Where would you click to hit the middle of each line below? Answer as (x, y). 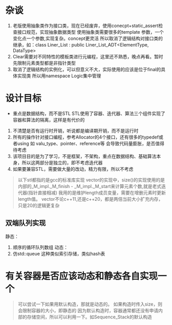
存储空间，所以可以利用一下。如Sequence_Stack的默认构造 (89, 317)
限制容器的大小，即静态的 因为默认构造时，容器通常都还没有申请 (90, 310)
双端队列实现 (26, 223)
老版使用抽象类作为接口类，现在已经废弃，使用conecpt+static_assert (85, 26)
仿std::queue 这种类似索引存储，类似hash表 (59, 253)
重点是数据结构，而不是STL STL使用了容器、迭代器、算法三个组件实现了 (89, 113)
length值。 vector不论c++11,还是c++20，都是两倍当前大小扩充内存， (90, 199)
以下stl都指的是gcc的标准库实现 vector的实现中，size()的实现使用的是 (91, 180)
